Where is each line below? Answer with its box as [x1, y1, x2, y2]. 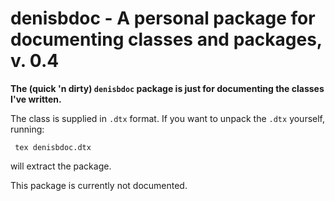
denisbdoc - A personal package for [10, 7, 316, 30]
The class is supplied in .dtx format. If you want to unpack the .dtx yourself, [10, 112, 326, 124]
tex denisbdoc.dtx [14, 142, 92, 152]
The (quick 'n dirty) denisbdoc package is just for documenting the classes [10, 82, 325, 94]
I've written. [10, 93, 62, 105]
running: [10, 123, 45, 135]
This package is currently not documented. [10, 179, 188, 191]
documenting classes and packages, [10, 28, 323, 51]
